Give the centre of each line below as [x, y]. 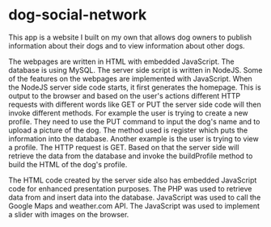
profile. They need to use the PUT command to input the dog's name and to [134, 121]
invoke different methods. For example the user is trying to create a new [128, 113]
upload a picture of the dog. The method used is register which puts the [128, 130]
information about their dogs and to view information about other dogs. [127, 45]
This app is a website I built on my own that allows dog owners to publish [130, 37]
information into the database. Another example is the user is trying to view [133, 138]
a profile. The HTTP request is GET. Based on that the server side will [124, 147]
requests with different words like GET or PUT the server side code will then [135, 104]
